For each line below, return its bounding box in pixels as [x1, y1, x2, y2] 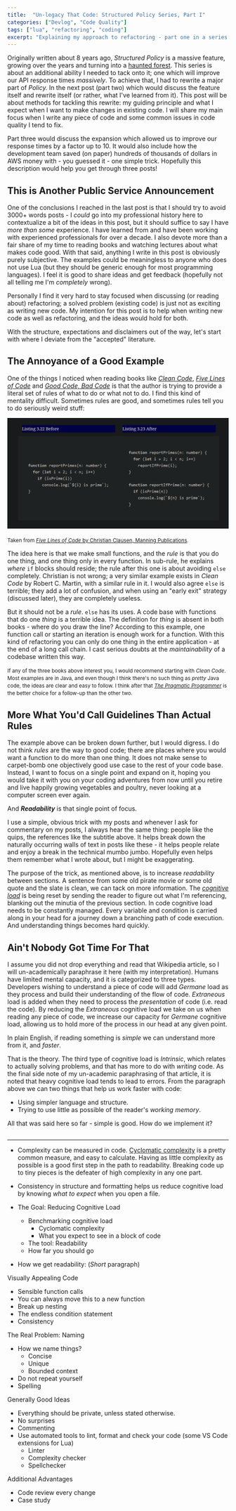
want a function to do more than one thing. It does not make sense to [7, 754, 207, 762]
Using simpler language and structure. [17, 1098, 129, 1106]
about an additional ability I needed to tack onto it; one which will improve [7, 69, 221, 77]
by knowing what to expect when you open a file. [17, 1189, 160, 1198]
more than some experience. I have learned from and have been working [7, 225, 218, 235]
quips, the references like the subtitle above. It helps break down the [7, 833, 206, 842]
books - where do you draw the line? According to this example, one [7, 622, 205, 632]
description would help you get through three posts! [7, 164, 158, 173]
